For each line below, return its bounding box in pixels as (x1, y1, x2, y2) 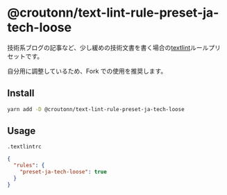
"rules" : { (13, 162, 45, 169)
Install (7, 87, 35, 99)
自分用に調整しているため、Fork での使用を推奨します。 (7, 67, 167, 75)
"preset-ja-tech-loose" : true (19, 169, 108, 176)
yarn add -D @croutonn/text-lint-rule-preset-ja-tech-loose (7, 105, 185, 112)
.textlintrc (7, 144, 42, 151)
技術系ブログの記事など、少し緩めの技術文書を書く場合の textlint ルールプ (7, 43, 215, 51)
